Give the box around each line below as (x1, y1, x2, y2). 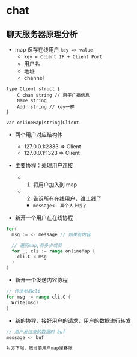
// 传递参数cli (6, 288, 41, 294)
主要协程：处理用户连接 (14, 162, 73, 169)
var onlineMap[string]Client (6, 120, 79, 126)
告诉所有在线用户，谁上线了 (32, 195, 102, 202)
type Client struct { (6, 86, 61, 92)
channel (23, 75, 44, 81)
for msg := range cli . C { (6, 294, 71, 300)
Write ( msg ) (11, 299, 39, 305)
